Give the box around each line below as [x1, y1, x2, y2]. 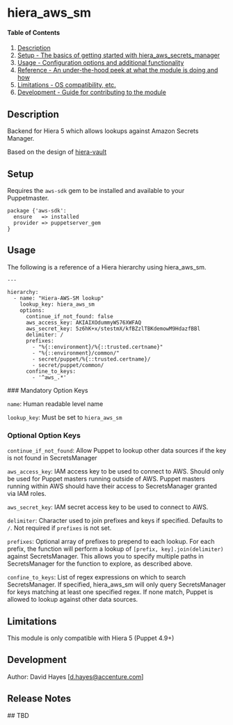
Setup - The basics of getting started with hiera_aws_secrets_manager [17, 51, 220, 60]
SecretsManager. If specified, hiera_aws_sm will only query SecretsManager [7, 580, 226, 589]
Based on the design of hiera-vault [7, 148, 106, 156]
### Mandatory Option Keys [7, 386, 88, 394]
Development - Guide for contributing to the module [17, 88, 167, 97]
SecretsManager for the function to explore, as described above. [7, 559, 193, 568]
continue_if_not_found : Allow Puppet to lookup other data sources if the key [7, 446, 227, 455]
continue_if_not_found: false [25, 313, 113, 320]
